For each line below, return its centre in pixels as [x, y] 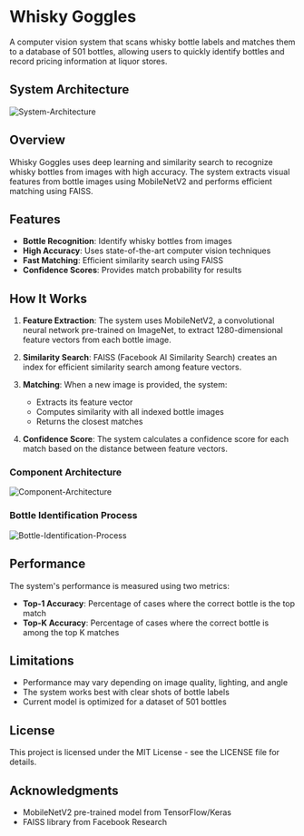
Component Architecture [66, 472]
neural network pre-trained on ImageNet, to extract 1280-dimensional [152, 330]
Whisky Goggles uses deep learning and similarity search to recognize [142, 162]
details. [23, 762]
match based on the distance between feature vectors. [125, 449]
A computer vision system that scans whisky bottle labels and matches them [152, 42]
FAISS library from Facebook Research [95, 822]
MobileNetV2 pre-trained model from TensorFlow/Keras [127, 812]
